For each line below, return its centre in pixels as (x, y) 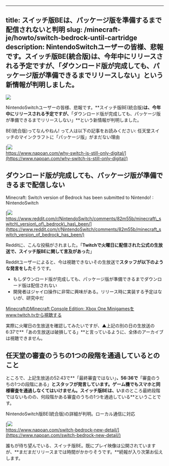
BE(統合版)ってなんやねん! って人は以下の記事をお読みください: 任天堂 (78, 130)
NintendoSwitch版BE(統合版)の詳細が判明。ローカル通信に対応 (70, 414)
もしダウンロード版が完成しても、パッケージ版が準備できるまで (78, 279)
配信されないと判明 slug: (44, 30)
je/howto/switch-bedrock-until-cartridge (71, 38)
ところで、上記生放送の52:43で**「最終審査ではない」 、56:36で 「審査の (81, 378)
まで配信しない (42, 185)
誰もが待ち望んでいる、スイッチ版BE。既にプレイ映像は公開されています (81, 446)
